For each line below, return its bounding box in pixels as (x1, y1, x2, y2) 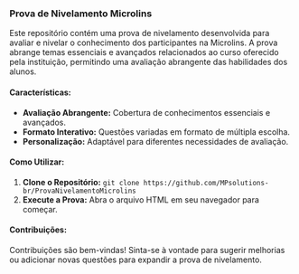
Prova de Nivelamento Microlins (9, 7, 153, 20)
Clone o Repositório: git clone (22, 176, 140, 187)
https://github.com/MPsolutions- (143, 178, 269, 187)
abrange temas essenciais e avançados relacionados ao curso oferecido (9, 47, 279, 58)
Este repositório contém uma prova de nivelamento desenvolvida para (9, 28, 270, 39)
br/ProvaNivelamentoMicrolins (22, 186, 137, 195)
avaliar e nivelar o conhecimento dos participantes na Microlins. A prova (9, 37, 278, 48)
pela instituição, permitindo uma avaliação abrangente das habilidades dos (9, 57, 288, 68)
